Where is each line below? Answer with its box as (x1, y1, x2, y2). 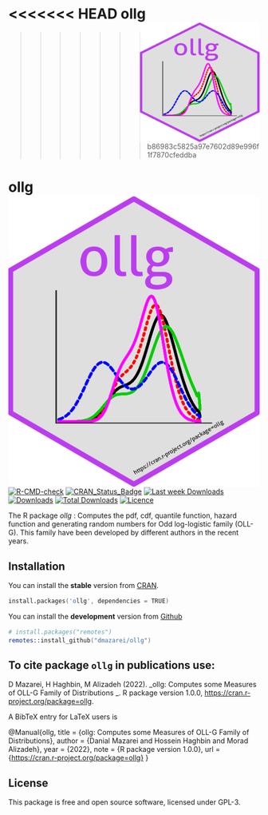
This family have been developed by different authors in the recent (19, 528, 239, 538)
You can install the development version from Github (8, 611, 183, 621)
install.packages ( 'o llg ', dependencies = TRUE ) (8, 597, 170, 605)
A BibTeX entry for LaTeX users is (8, 712, 118, 722)
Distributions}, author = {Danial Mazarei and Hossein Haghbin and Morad (8, 736, 249, 745)
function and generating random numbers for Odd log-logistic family (8, 519, 234, 529)
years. (8, 536, 30, 546)
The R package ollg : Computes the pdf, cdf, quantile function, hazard (8, 511, 238, 520)
